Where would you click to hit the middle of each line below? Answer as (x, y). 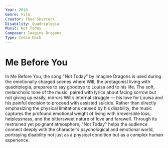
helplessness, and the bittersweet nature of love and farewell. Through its (81, 118)
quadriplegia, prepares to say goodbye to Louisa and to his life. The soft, (80, 87)
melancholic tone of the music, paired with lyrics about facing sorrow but (81, 92)
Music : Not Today (23, 28)
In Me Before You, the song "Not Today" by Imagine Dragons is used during (83, 76)
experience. (18, 140)
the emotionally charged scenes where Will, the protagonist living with (78, 81)
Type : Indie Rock (23, 38)
